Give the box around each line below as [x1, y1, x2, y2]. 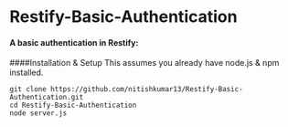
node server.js [9, 109, 68, 118]
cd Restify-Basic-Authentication [9, 101, 137, 111]
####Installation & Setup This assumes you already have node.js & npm [9, 58, 280, 69]
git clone [9, 85, 48, 94]
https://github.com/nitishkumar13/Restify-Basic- [49, 85, 244, 94]
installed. [9, 67, 44, 79]
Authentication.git [9, 93, 84, 102]
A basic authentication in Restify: [9, 37, 139, 48]
